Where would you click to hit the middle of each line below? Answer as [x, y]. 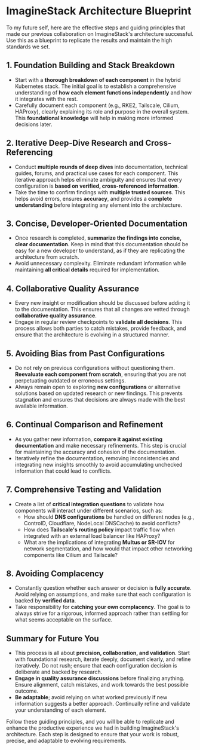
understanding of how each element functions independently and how [103, 92]
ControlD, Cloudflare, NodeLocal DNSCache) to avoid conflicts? [102, 523]
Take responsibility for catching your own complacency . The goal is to [102, 607]
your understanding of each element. [60, 710]
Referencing [30, 153]
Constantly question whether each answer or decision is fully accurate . [103, 588]
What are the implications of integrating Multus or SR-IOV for [99, 542]
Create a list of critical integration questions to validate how [90, 504]
